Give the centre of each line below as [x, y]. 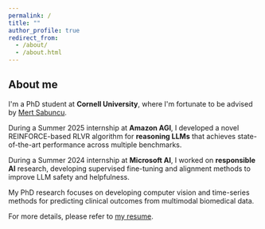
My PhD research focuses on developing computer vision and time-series [129, 192]
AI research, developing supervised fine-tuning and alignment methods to [129, 169]
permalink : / [30, 16]
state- [247, 136]
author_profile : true [44, 30]
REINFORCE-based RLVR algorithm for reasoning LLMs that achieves [122, 136]
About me [33, 85]
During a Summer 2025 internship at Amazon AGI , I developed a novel [124, 127]
